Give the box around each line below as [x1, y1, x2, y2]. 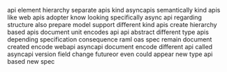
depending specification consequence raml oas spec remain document [7, 35, 212, 44]
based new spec [7, 57, 55, 65]
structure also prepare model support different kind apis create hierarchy [7, 21, 218, 28]
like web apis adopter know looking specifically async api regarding [7, 13, 203, 21]
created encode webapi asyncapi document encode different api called [7, 43, 213, 51]
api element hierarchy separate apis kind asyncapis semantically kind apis [7, 6, 221, 14]
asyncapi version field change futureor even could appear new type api [7, 50, 213, 58]
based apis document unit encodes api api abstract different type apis [7, 28, 210, 36]
